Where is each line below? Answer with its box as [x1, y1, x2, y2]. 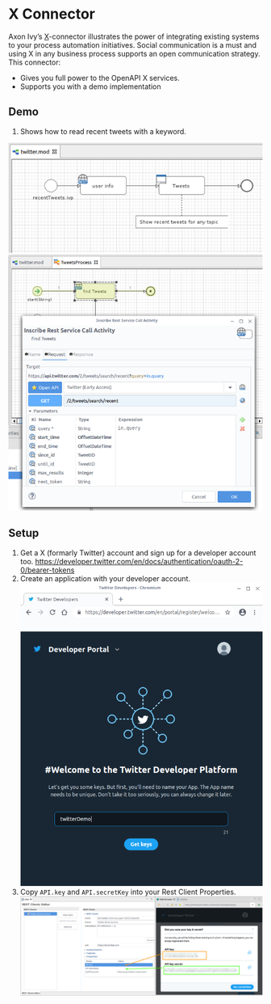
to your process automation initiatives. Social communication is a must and [8, 40, 256, 49]
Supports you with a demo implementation [19, 82, 161, 91]
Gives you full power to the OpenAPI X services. [19, 73, 180, 82]
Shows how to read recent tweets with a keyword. [19, 126, 187, 136]
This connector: [8, 57, 61, 67]
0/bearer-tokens [19, 565, 75, 575]
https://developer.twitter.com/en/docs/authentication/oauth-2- [35, 556, 244, 566]
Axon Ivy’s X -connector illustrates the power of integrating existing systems [8, 32, 260, 41]
